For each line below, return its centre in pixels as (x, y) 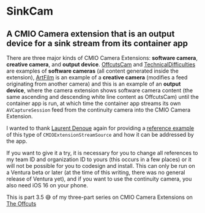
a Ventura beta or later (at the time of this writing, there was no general (96, 172)
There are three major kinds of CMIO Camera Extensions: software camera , (102, 58)
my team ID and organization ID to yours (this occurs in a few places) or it (99, 159)
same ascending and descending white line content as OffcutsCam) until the (102, 97)
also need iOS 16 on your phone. (47, 185)
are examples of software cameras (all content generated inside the (92, 71)
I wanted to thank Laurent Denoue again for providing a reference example (100, 128)
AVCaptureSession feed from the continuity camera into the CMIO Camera (99, 110)
